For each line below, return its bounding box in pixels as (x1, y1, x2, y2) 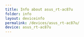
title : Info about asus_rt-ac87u (5, 7, 73, 12)
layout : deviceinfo (5, 16, 45, 21)
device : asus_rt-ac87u (5, 25, 51, 30)
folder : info (5, 12, 32, 16)
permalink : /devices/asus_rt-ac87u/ (5, 20, 80, 25)
